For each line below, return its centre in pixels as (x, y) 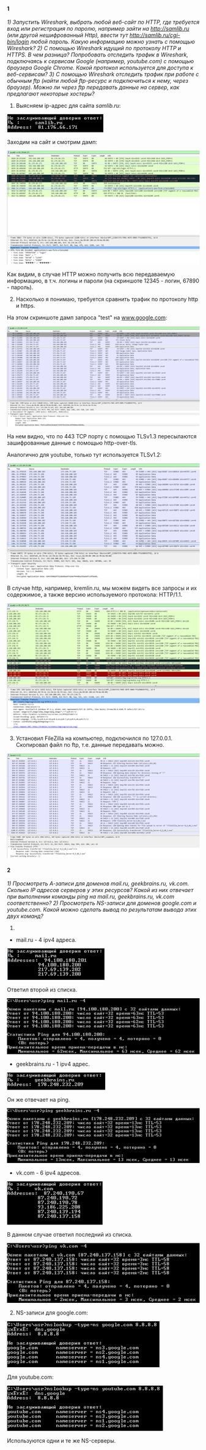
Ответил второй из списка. (42, 990)
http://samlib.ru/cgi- (155, 35)
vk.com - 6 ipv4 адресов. (48, 1173)
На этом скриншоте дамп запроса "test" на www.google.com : (87, 318)
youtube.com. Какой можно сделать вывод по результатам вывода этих (102, 910)
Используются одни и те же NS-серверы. (61, 1441)
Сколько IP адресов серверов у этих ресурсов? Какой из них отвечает (100, 890)
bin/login (18, 42)
